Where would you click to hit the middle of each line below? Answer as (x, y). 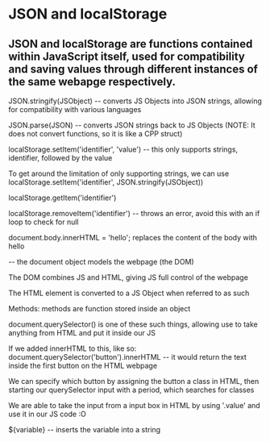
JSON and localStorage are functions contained (131, 44)
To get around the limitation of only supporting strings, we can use (119, 173)
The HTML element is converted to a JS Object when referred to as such (129, 293)
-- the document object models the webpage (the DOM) (102, 262)
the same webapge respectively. (92, 81)
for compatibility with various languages (75, 109)
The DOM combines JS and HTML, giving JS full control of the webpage (128, 277)
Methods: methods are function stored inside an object (100, 309)
